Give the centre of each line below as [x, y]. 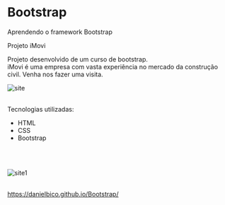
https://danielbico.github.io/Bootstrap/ [63, 194]
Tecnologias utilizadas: [41, 109]
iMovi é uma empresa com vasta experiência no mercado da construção [112, 66]
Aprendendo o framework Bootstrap [60, 32]
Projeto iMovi [27, 45]
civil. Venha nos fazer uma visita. [56, 74]
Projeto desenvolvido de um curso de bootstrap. [78, 59]
